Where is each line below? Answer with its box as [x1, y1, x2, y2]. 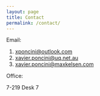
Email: [6, 37, 22, 44]
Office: [6, 73, 23, 80]
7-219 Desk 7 [6, 84, 39, 91]
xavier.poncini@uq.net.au [14, 55, 78, 62]
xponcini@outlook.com [14, 48, 73, 55]
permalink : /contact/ [6, 20, 61, 26]
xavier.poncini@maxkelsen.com [14, 61, 94, 68]
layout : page [6, 8, 39, 15]
